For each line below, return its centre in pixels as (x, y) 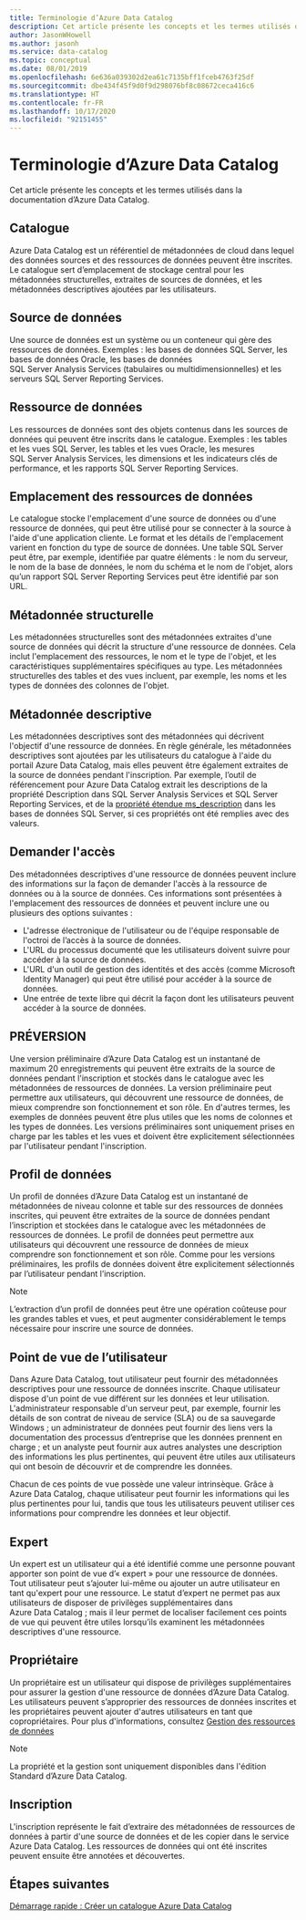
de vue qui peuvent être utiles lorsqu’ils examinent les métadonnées (138, 1622)
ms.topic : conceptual (51, 60)
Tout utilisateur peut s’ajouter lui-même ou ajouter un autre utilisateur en (145, 1583)
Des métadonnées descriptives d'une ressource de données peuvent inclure (153, 874)
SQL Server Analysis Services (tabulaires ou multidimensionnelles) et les (146, 368)
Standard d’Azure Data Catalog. (68, 1776)
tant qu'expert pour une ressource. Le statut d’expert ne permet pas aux (145, 1593)
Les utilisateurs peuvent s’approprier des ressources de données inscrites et (153, 1701)
